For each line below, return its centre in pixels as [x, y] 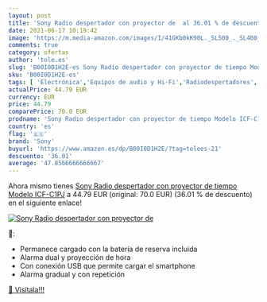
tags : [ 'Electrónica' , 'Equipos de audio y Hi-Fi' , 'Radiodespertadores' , [133, 82]
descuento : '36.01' [41, 156]
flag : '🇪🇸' [28, 134]
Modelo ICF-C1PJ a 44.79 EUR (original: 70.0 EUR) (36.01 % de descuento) [130, 195]
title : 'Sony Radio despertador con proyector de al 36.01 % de [118, 23]
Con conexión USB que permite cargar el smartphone [108, 266]
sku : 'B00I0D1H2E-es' [44, 75]
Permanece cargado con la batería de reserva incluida [108, 249]
